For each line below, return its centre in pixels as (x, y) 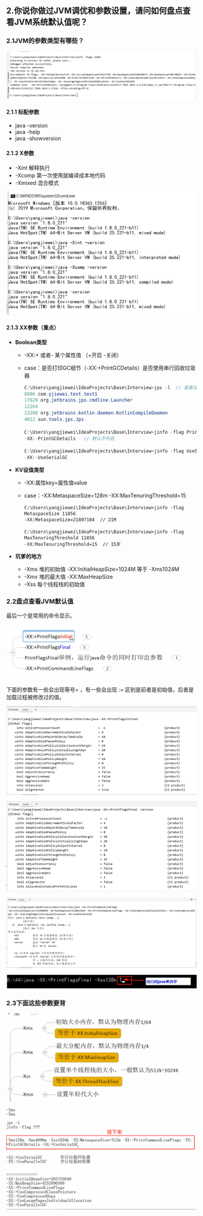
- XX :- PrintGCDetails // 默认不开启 (69, 439)
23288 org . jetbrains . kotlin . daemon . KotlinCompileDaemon (96, 413)
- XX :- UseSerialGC (46, 458)
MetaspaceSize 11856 (50, 514)
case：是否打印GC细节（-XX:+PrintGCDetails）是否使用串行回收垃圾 (110, 368)
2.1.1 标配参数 (23, 112)
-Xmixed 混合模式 (37, 182)
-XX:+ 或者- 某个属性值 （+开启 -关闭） (73, 355)
